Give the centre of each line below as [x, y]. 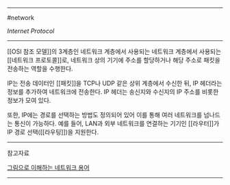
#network [21, 17]
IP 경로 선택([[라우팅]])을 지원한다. [53, 132]
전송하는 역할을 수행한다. [40, 69]
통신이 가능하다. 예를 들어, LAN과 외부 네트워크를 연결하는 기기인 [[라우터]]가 [117, 123]
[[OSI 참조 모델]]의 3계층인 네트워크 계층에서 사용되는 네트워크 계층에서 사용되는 [114, 51]
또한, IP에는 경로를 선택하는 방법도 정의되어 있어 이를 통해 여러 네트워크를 [105, 115]
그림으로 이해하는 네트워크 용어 [49, 168]
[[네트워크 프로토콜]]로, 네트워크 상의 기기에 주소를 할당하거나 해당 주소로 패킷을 [114, 60]
